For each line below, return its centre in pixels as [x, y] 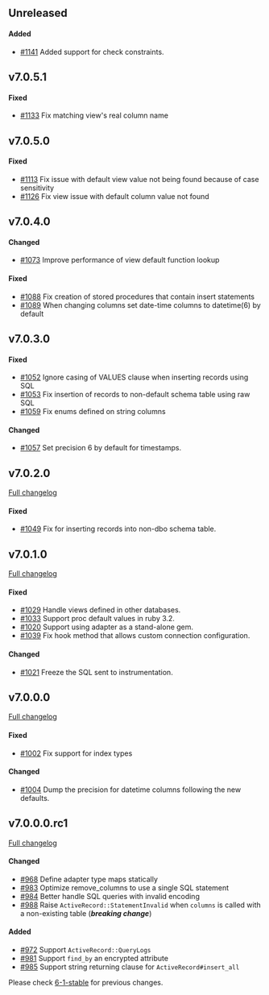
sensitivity [37, 188]
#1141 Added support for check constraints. [92, 52]
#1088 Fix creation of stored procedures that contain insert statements [137, 296]
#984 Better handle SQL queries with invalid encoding [110, 896]
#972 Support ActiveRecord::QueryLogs [85, 950]
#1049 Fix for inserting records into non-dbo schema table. [118, 529]
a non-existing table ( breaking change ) [86, 913]
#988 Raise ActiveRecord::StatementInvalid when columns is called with [141, 905]
